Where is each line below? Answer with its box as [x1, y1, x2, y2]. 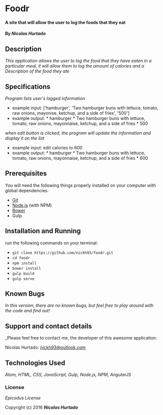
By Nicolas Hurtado [5, 30, 46, 37]
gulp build [12, 271, 35, 276]
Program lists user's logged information [5, 96, 85, 101]
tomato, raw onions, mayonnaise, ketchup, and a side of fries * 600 [12, 155, 148, 161]
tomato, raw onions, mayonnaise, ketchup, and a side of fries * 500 [12, 121, 148, 126]
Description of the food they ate [5, 68, 70, 74]
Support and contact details [5, 322, 92, 330]
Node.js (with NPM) [12, 202, 52, 208]
